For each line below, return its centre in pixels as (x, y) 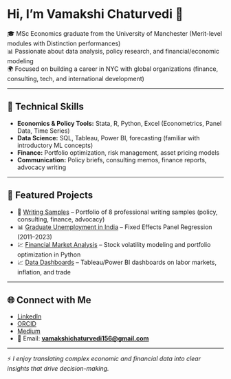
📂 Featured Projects (50, 195)
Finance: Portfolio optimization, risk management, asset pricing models (118, 152)
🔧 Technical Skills (46, 107)
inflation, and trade (44, 272)
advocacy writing (42, 167)
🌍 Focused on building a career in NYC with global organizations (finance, (113, 69)
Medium (29, 331)
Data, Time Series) (43, 131)
